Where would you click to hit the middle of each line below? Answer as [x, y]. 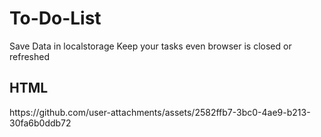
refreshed [29, 56]
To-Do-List [55, 18]
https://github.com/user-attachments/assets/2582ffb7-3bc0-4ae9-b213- [160, 112]
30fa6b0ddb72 [40, 123]
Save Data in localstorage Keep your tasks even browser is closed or [150, 46]
